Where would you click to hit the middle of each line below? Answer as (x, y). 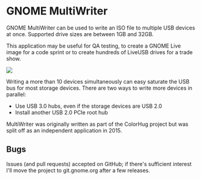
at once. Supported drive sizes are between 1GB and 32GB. (80, 34)
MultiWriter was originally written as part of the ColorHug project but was (97, 124)
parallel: (16, 94)
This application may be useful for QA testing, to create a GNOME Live (94, 46)
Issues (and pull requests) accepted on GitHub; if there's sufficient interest (99, 164)
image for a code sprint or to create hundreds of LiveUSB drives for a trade (100, 52)
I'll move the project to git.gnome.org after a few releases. (78, 170)
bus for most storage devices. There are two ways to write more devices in (99, 88)
